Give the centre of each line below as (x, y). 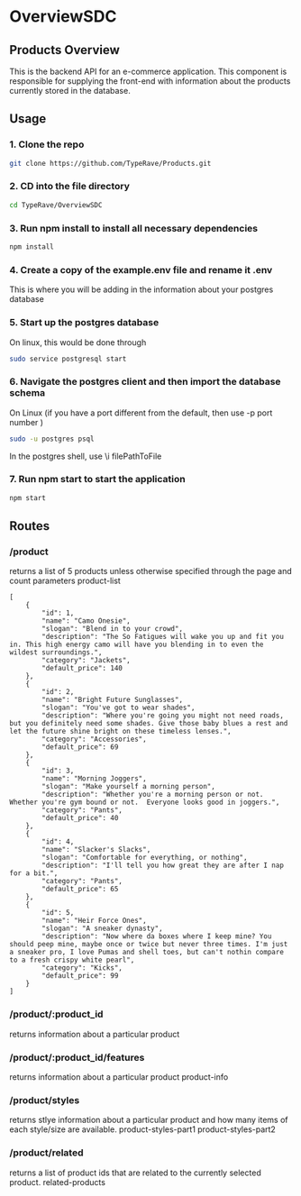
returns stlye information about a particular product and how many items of (149, 1120)
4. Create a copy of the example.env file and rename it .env (141, 269)
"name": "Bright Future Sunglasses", (112, 700)
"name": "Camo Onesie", (86, 621)
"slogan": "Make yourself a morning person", (129, 787)
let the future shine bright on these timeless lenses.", (120, 732)
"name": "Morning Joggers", (94, 779)
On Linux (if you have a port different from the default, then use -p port (141, 413)
